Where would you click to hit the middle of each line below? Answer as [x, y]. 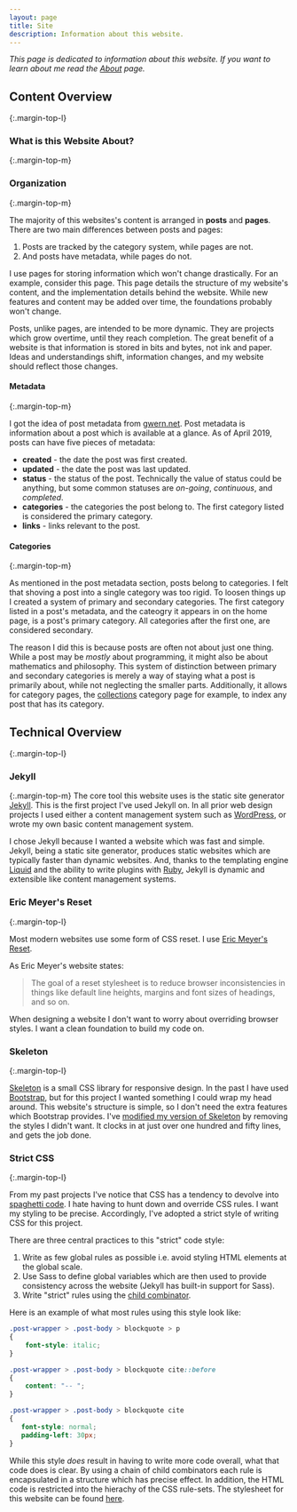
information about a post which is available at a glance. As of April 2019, [141, 433]
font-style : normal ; [59, 1427]
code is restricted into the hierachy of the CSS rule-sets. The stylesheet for [146, 1489]
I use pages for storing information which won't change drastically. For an [144, 273]
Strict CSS [32, 1158]
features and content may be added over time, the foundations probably [141, 301]
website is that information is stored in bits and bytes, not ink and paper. [141, 347]
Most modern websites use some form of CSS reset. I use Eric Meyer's [139, 939]
